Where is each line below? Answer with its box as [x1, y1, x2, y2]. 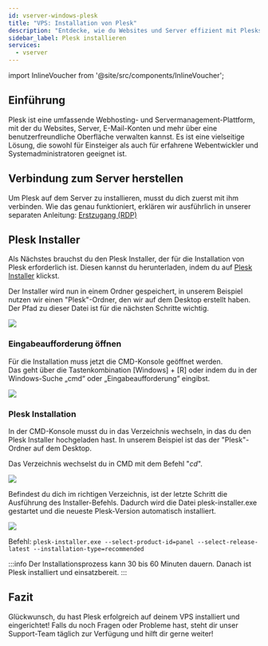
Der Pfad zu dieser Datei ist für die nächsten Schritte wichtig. [8, 304, 210, 313]
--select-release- [197, 538, 258, 546]
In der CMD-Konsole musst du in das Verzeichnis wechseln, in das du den [8, 427, 251, 436]
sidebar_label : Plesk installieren [8, 33, 127, 42]
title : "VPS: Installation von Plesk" [8, 19, 137, 27]
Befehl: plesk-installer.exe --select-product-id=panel [8, 537, 195, 546]
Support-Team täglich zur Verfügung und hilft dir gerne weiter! [8, 628, 214, 638]
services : [8, 41, 41, 49]
